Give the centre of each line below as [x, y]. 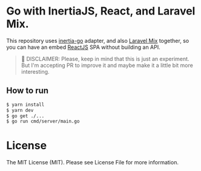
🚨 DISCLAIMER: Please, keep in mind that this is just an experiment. [105, 59]
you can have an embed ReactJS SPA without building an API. [83, 47]
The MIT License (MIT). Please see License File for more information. [92, 163]
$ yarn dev [20, 110]
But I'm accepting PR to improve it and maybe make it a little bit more [107, 65]
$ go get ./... [25, 116]
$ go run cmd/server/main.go [43, 121]
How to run [28, 91]
